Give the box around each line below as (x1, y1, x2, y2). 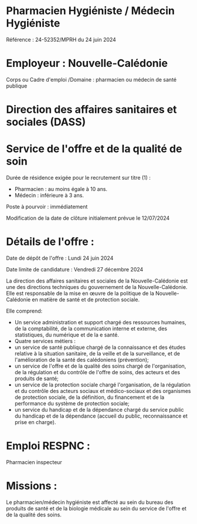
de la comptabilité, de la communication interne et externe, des (14, 325, 168, 332)
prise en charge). (14, 418, 56, 425)
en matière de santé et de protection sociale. (32, 295, 140, 303)
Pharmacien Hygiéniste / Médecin (6, 4, 175, 18)
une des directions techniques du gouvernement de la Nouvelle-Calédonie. (6, 283, 188, 290)
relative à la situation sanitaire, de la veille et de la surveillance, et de (14, 350, 181, 357)
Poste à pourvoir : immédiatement (6, 203, 88, 210)
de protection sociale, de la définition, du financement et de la (14, 394, 165, 401)
